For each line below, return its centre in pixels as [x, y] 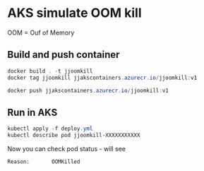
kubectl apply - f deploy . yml [50, 129]
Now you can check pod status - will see [66, 148]
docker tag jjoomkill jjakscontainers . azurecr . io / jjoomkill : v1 [102, 78]
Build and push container [64, 55]
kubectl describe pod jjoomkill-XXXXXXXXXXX [74, 136]
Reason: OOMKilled [44, 161]
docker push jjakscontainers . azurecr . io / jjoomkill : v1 [88, 90]
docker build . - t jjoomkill [50, 71]
